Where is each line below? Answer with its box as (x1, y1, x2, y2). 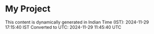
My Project (5, 3, 51, 14)
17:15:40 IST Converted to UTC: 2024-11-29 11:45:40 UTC (5, 24, 122, 30)
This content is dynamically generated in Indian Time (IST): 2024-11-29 (5, 19, 149, 25)
